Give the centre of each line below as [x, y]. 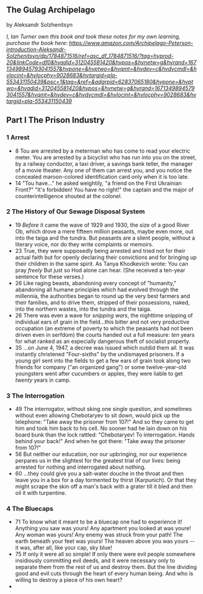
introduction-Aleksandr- [36, 49]
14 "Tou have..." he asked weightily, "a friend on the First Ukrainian [98, 183]
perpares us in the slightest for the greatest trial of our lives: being [98, 461]
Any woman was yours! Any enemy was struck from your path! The [99, 535]
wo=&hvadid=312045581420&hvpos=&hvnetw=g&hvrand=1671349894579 [101, 88]
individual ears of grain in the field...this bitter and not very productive [102, 322]
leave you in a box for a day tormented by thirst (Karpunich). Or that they [106, 480]
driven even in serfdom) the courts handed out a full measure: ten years [105, 334]
